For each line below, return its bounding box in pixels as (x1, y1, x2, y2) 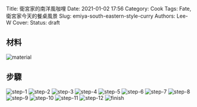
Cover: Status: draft (12, 19, 60, 26)
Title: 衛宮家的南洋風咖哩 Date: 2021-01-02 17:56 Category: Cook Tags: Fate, (6, 5, 192, 12)
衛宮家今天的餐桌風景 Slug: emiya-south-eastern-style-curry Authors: (6, 12, 175, 19)
